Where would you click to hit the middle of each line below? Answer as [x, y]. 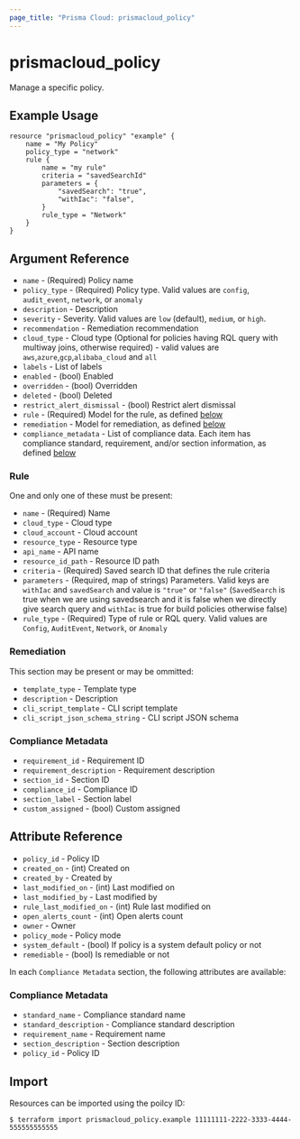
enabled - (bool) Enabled [68, 376]
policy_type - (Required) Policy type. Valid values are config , [136, 290]
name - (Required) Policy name [78, 280]
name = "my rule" [74, 168]
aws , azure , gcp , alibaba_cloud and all [90, 357]
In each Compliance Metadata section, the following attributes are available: [148, 971]
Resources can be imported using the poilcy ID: [97, 1103]
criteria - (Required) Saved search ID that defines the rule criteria [146, 571]
